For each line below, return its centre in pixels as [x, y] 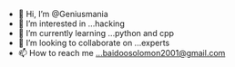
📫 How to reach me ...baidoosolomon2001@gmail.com [122, 53]
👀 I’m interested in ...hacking [71, 24]
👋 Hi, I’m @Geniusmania [63, 14]
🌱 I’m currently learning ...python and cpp [96, 33]
